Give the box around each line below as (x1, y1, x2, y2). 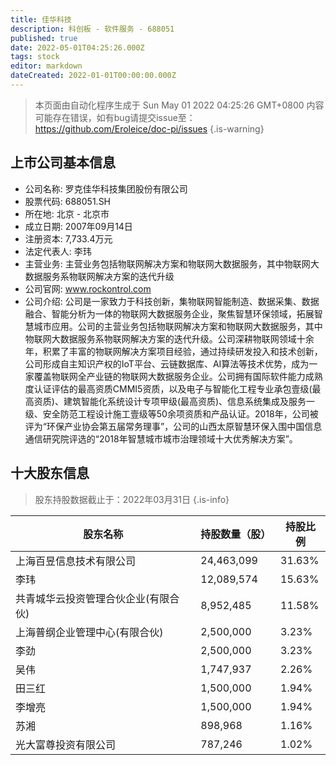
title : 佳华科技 (10, 14, 72, 25)
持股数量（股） (200, 527, 272, 541)
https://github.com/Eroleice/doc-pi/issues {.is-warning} (34, 122, 265, 135)
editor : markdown (10, 61, 83, 71)
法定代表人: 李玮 (24, 245, 92, 257)
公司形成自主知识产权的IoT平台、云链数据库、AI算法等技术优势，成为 (24, 357, 310, 370)
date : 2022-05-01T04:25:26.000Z (10, 42, 145, 53)
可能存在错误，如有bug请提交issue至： (34, 111, 196, 123)
